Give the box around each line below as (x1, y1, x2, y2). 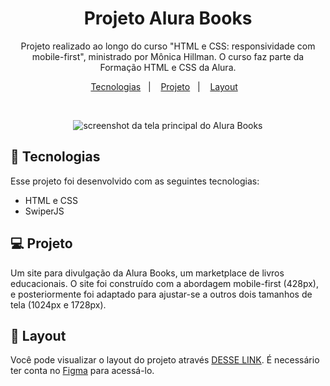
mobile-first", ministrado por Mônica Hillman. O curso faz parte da (31, 50, 305, 62)
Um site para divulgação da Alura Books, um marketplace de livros (10, 267, 285, 279)
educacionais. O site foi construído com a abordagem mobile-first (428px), (10, 277, 320, 289)
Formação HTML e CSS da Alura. (99, 61, 237, 73)
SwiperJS (24, 205, 65, 217)
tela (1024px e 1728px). (10, 298, 107, 311)
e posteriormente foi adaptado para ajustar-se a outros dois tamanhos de (10, 288, 313, 300)
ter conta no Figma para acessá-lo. (10, 365, 155, 377)
